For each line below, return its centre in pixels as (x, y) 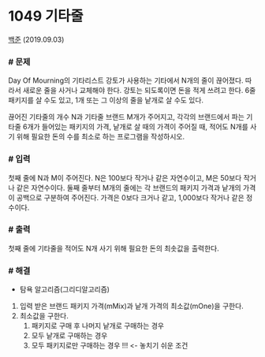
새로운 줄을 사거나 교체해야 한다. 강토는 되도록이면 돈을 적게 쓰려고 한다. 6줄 (139, 91)
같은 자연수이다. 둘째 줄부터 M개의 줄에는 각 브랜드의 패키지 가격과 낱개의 (129, 188)
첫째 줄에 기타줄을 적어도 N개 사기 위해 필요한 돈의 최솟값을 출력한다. (114, 248)
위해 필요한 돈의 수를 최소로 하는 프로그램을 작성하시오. (101, 137)
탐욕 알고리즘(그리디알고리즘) (65, 289)
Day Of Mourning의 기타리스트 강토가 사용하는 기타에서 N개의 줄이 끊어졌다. (126, 80)
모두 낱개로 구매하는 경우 (69, 336)
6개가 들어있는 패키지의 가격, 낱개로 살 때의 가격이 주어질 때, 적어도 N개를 (135, 127)
